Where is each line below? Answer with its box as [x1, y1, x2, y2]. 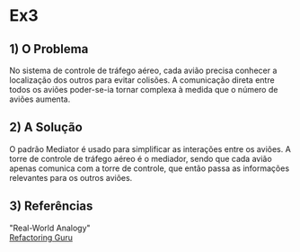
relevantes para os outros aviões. [9, 172, 133, 183]
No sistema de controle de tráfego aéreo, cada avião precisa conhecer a [9, 65, 278, 76]
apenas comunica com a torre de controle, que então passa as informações [9, 163, 290, 174]
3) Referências [9, 199, 93, 214]
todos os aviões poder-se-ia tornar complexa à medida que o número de [9, 85, 278, 94]
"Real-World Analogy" [9, 222, 92, 233]
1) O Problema [9, 41, 89, 57]
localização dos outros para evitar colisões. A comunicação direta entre [9, 75, 276, 85]
